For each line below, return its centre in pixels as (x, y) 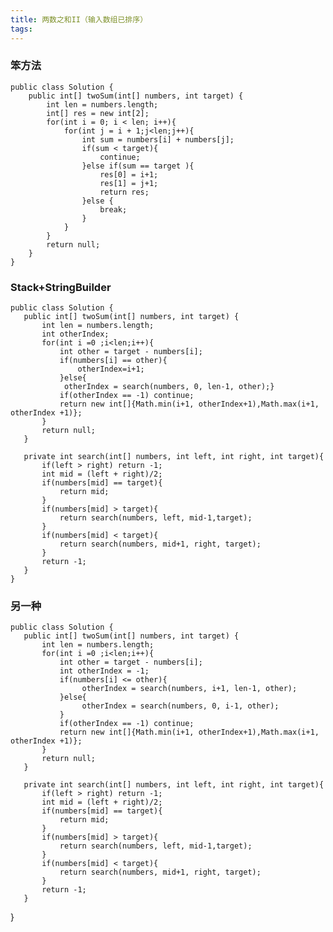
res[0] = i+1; (129, 174)
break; (113, 209)
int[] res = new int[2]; (98, 113)
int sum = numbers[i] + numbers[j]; (158, 139)
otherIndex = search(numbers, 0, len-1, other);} (169, 387)
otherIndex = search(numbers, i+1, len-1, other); (189, 689)
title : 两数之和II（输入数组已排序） (79, 19)
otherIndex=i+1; (111, 369)
